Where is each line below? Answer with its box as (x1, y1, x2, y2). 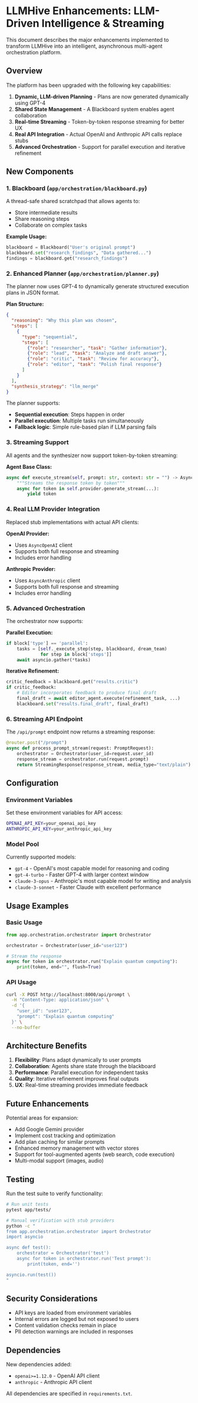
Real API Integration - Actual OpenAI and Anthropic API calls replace (14, 130, 183, 138)
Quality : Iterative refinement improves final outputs (14, 1075, 140, 1082)
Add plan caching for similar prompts (14, 1138, 105, 1146)
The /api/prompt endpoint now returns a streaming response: (6, 728, 156, 736)
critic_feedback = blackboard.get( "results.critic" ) (6, 679, 138, 685)
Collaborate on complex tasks (14, 221, 87, 229)
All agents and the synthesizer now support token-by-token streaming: (6, 452, 178, 459)
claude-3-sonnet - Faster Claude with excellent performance (14, 884, 162, 891)
